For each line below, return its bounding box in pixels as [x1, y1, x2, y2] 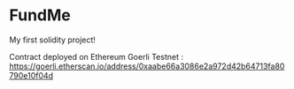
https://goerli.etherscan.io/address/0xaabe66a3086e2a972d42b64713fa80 [9, 61, 285, 71]
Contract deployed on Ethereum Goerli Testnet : [9, 51, 184, 62]
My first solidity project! [9, 34, 96, 45]
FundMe [9, 5, 71, 26]
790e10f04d [9, 70, 54, 80]
